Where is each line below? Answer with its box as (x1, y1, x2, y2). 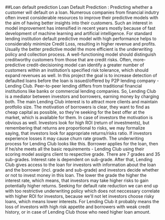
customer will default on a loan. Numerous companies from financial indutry (5, 9, 159, 15)
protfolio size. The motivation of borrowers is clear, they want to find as (5, 104, 150, 110)
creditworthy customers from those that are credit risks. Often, (5, 57, 132, 62)
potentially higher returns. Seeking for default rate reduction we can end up (5, 183, 159, 188)
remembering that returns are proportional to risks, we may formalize (5, 125, 145, 131)
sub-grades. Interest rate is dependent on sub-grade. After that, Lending (5, 157, 153, 162)
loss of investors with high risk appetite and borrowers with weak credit (5, 204, 150, 210)
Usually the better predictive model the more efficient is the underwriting (5, 46, 153, 52)
